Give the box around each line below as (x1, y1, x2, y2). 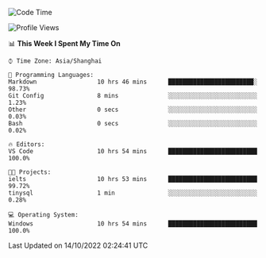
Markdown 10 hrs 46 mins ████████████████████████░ (8, 78, 258, 86)
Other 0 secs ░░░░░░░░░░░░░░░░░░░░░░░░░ (8, 106, 258, 114)
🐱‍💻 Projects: (8, 168, 52, 176)
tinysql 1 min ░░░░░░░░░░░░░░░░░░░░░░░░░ (8, 189, 258, 197)
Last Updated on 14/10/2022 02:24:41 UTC (8, 241, 148, 250)
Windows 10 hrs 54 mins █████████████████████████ (8, 220, 258, 228)
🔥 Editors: (8, 141, 45, 148)
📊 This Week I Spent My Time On (8, 39, 121, 48)
